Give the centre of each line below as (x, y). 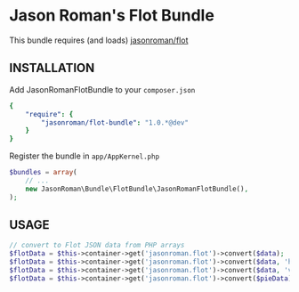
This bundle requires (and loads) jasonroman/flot (99, 40)
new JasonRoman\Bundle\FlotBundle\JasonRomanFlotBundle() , (137, 189)
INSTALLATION (52, 68)
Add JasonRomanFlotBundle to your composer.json (102, 89)
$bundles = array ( (43, 173)
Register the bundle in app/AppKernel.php (85, 156)
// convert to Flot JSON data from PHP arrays (97, 246)
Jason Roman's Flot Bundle (112, 16)
